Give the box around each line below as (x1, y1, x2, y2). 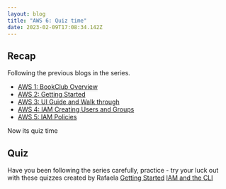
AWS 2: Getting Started (17, 90, 86, 99)
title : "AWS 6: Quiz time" (7, 17, 87, 24)
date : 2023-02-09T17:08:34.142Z (7, 23, 103, 31)
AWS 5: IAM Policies (17, 113, 77, 121)
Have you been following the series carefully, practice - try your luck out (7, 166, 219, 174)
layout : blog (7, 10, 46, 18)
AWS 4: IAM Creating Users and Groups (17, 105, 135, 114)
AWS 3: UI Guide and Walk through (17, 97, 120, 107)
